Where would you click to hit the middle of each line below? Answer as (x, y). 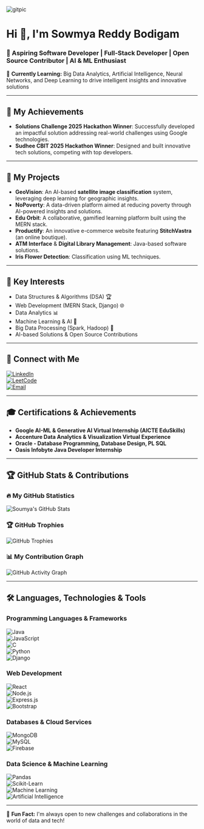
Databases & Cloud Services (49, 722)
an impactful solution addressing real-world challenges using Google (101, 133)
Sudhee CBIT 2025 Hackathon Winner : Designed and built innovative (103, 146)
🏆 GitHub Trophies (35, 525)
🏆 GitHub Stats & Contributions (68, 475)
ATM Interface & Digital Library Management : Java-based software (101, 244)
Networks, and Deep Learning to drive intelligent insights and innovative (97, 80)
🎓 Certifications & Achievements (71, 412)
